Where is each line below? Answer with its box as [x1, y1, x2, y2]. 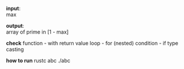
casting [6, 46, 25, 53]
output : [6, 23, 25, 29]
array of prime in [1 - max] [6, 28, 69, 35]
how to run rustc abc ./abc [6, 57, 71, 64]
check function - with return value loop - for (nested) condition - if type [6, 40, 179, 46]
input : [6, 5, 21, 12]
